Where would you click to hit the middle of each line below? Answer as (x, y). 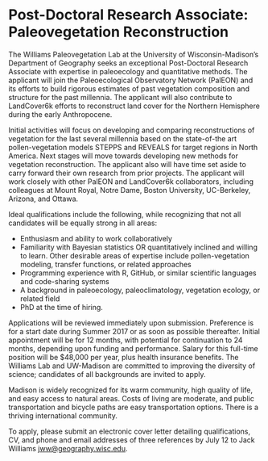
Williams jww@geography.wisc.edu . (68, 448)
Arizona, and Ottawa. (43, 199)
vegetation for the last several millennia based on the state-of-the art (123, 138)
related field (40, 298)
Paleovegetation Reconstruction (119, 32)
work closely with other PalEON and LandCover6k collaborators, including (131, 181)
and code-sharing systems (65, 281)
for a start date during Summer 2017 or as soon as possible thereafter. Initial (134, 331)
